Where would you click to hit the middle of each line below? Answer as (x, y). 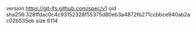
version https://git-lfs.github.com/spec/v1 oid (61, 8)
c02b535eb (20, 21)
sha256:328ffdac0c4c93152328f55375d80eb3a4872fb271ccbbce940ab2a (98, 14)
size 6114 (46, 21)
